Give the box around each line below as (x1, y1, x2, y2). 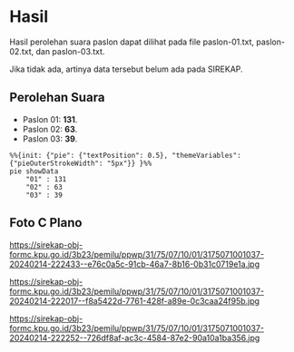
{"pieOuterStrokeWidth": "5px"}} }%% (9, 159, 152, 168)
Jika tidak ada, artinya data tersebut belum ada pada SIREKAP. (9, 64, 243, 74)
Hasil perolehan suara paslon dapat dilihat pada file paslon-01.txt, (9, 36, 255, 47)
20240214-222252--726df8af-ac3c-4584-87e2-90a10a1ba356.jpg (9, 332, 260, 343)
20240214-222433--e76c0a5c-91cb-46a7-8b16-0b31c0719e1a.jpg (9, 259, 260, 269)
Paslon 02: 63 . (22, 123, 78, 134)
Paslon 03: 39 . (22, 133, 78, 144)
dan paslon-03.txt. (35, 45, 105, 56)
